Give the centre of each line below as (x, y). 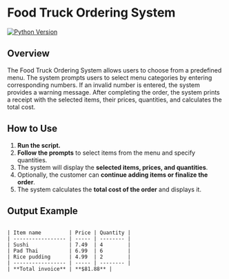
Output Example (42, 211)
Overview (29, 54)
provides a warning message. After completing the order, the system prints (114, 92)
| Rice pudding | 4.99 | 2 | (69, 257)
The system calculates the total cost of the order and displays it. (109, 189)
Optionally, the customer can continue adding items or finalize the (112, 175)
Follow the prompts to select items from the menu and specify (106, 153)
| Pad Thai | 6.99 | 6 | (69, 251)
